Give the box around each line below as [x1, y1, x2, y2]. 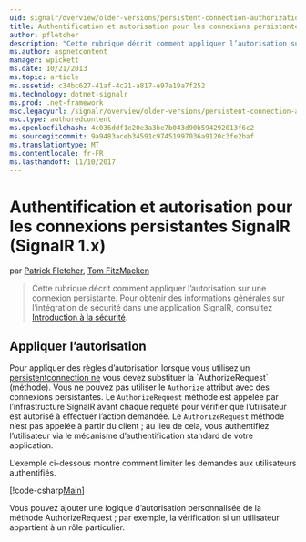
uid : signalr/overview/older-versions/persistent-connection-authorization [9, 13, 303, 23]
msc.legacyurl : [9, 107, 67, 116]
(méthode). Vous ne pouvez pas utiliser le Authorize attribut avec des [9, 382, 270, 393]
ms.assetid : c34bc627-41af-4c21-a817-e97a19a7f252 [9, 81, 206, 90]
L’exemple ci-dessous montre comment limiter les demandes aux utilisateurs [9, 457, 297, 469]
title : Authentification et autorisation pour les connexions [9, 22, 250, 31]
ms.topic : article [9, 73, 79, 82]
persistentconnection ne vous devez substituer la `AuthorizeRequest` [9, 373, 269, 383]
